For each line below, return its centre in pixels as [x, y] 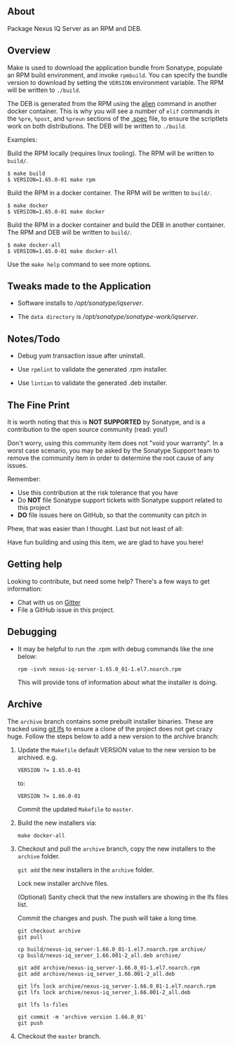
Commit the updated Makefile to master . [75, 809]
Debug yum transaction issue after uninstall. [81, 356]
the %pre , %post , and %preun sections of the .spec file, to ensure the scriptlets [117, 118]
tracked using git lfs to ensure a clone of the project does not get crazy [110, 728]
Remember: [24, 479]
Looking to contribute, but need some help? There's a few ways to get [109, 581]
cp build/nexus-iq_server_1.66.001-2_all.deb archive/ [99, 955]
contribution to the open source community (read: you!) [88, 430]
